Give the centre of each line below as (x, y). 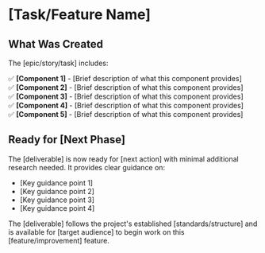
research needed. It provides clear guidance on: (86, 167)
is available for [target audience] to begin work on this (96, 232)
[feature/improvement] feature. (59, 240)
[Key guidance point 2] (57, 191)
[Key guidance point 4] (57, 208)
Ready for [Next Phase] (67, 140)
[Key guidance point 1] (56, 183)
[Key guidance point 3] (57, 200)
